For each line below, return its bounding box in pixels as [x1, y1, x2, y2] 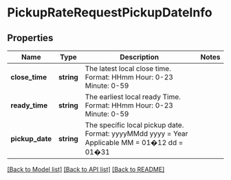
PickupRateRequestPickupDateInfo [7, 5, 212, 21]
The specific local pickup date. [85, 120, 184, 129]
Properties [7, 32, 54, 44]
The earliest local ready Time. [85, 92, 181, 101]
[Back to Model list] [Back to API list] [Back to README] [7, 166, 165, 173]
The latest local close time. [85, 64, 172, 73]
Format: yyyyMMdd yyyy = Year [85, 129, 188, 138]
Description [120, 53, 159, 62]
